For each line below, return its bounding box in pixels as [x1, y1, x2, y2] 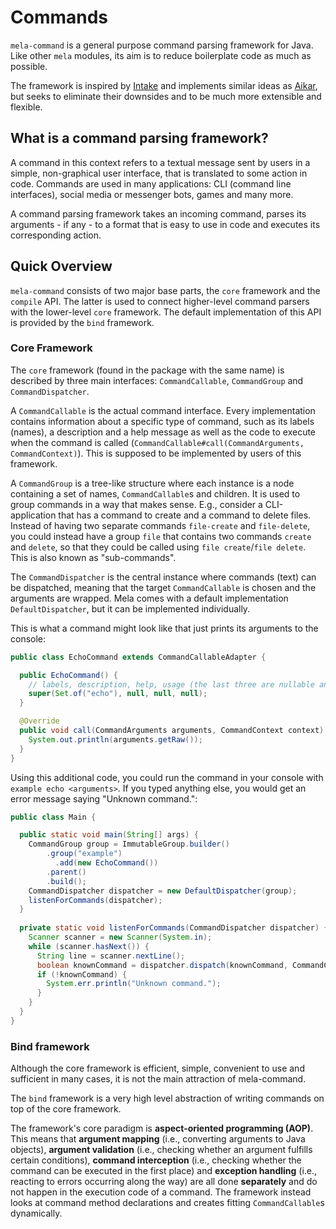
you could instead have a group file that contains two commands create [10, 530, 312, 542]
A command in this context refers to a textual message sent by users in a [10, 156, 311, 168]
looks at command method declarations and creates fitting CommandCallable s [10, 1197, 325, 1209]
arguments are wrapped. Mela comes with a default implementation [10, 592, 289, 604]
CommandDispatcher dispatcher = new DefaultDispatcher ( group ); [28, 886, 298, 896]
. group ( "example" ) [46, 849, 123, 859]
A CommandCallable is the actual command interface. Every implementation [10, 404, 316, 416]
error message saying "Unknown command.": [10, 792, 198, 805]
